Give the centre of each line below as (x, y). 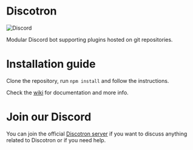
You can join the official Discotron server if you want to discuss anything (97, 134)
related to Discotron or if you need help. (56, 140)
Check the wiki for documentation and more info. (67, 93)
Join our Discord (49, 117)
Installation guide (51, 64)
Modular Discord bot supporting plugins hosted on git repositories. (90, 39)
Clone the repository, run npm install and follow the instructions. (88, 80)
